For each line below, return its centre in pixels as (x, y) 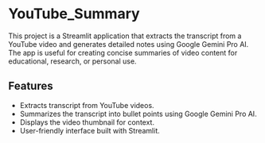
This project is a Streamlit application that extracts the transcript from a (125, 36)
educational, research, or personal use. (72, 61)
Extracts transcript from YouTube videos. (87, 105)
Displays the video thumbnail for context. (87, 122)
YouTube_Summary (74, 14)
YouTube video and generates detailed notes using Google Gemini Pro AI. (129, 44)
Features (31, 86)
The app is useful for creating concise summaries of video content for (123, 52)
